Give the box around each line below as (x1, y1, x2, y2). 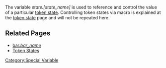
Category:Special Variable (5, 57, 59, 63)
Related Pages (5, 29, 51, 38)
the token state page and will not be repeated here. (5, 15, 110, 20)
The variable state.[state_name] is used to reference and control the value (5, 4, 158, 10)
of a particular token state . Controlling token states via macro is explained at (5, 9, 161, 15)
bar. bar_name (12, 42, 41, 48)
